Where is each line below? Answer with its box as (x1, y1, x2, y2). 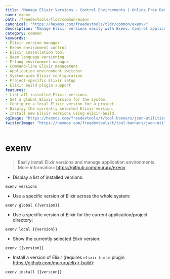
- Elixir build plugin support (5, 83, 71, 88)
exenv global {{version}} (5, 203, 60, 208)
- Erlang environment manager (5, 59, 69, 64)
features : (5, 87, 26, 93)
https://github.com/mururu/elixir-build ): (12, 259, 95, 266)
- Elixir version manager (5, 41, 60, 46)
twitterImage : (5, 120, 35, 126)
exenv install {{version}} (5, 269, 62, 274)
